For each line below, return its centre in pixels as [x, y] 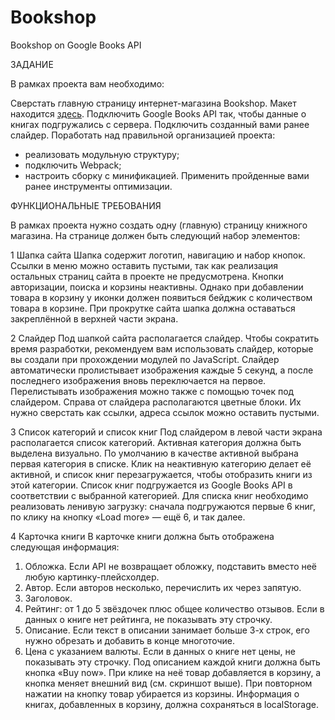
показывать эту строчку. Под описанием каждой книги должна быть [172, 662]
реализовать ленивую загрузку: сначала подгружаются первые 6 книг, [163, 506]
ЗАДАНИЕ [32, 64]
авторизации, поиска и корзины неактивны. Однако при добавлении [157, 287]
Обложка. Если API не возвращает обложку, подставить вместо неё [171, 566]
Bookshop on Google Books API [76, 45]
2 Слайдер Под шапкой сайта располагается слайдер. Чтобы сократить [165, 338]
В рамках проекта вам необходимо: [87, 83]
